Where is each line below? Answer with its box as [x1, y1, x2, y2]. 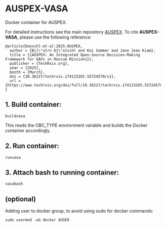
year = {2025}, [9, 65, 41, 70]
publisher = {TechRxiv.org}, [9, 61, 70, 66]
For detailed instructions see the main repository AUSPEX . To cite [5, 29, 138, 35]
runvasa [5, 155, 21, 160]
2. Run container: [5, 142, 59, 150]
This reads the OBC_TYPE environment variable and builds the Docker [5, 122, 148, 128]
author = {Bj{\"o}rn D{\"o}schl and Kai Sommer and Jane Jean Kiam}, [9, 48, 156, 53]
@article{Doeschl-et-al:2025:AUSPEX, [5, 44, 83, 48]
